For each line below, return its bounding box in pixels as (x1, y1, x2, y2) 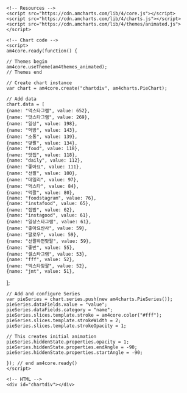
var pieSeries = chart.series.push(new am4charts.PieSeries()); (6, 296, 173, 302)
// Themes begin (6, 59, 48, 65)
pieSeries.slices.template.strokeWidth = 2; (6, 317, 121, 323)
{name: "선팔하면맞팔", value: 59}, (6, 238, 92, 244)
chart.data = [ (6, 101, 45, 107)
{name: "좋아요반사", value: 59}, (6, 225, 88, 231)
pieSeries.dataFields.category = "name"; (6, 307, 113, 313)
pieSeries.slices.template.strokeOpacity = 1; (6, 323, 127, 329)
